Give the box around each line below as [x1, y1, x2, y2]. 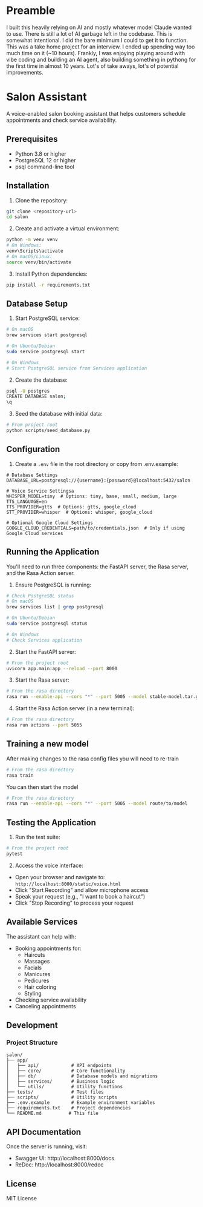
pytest [6, 851, 23, 857]
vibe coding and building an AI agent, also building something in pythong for [6, 56, 196, 63]
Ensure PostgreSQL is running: [14, 581, 92, 588]
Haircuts [24, 951, 45, 958]
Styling [24, 989, 42, 997]
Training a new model [6, 739, 89, 749]
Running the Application [6, 547, 100, 557]
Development [6, 1020, 59, 1031]
